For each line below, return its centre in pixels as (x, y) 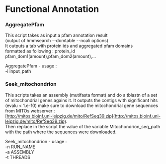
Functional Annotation (52, 9)
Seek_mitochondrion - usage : (36, 141)
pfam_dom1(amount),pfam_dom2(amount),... (51, 56)
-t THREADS (18, 157)
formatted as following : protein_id (40, 51)
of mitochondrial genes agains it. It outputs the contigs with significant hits (82, 100)
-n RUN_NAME (20, 147)
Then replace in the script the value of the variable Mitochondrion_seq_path (83, 126)
